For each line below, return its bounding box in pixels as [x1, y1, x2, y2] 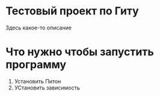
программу [5, 58, 67, 71]
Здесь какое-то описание [5, 24, 72, 31]
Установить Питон [14, 77, 61, 85]
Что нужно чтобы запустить [5, 45, 154, 59]
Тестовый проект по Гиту [5, 4, 139, 18]
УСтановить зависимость [14, 84, 81, 91]
